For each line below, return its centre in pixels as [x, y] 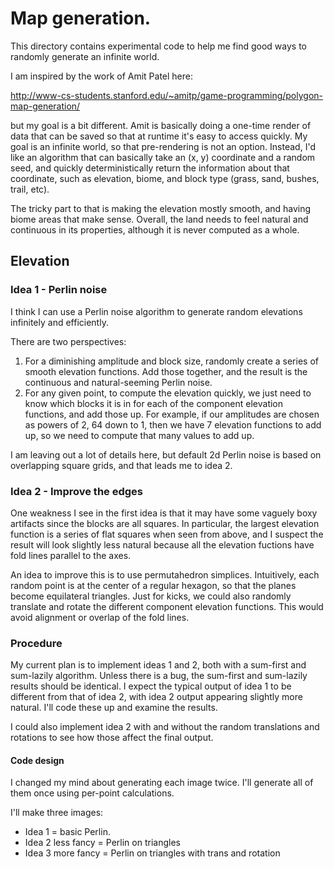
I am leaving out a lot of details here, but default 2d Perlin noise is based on [166, 454]
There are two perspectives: [68, 341]
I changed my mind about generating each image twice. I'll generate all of [162, 783]
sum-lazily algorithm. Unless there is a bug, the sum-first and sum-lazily [159, 676]
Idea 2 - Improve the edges [76, 491]
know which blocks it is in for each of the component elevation [154, 403]
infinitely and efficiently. [59, 322]
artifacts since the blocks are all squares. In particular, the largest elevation [165, 523]
